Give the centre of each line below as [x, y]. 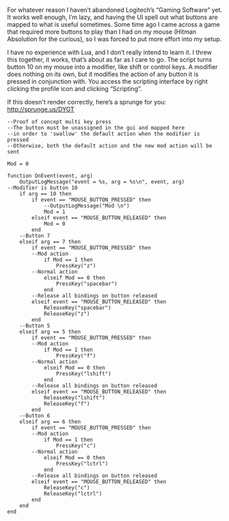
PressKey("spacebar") [86, 284]
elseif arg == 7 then [50, 242]
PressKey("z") [76, 266]
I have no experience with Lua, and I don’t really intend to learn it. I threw [109, 52]
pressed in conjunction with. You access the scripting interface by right [107, 81]
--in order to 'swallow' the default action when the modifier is [104, 134]
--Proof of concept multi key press [59, 122]
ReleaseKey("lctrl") [73, 494]
